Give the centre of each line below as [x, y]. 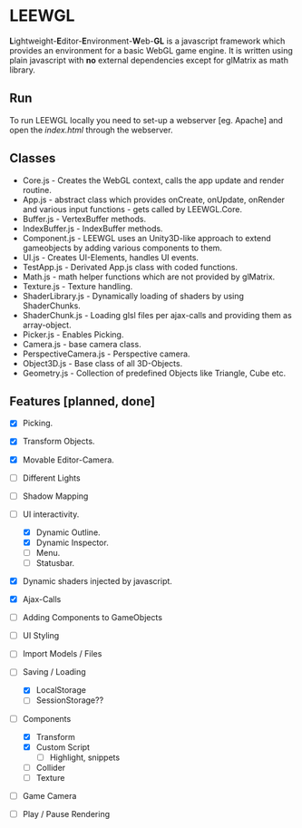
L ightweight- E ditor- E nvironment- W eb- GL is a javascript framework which [147, 41]
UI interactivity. [51, 514]
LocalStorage [61, 690]
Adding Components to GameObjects [93, 618]
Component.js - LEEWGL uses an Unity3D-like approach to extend [147, 238]
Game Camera [49, 795]
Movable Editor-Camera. [68, 460]
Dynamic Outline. [68, 532]
